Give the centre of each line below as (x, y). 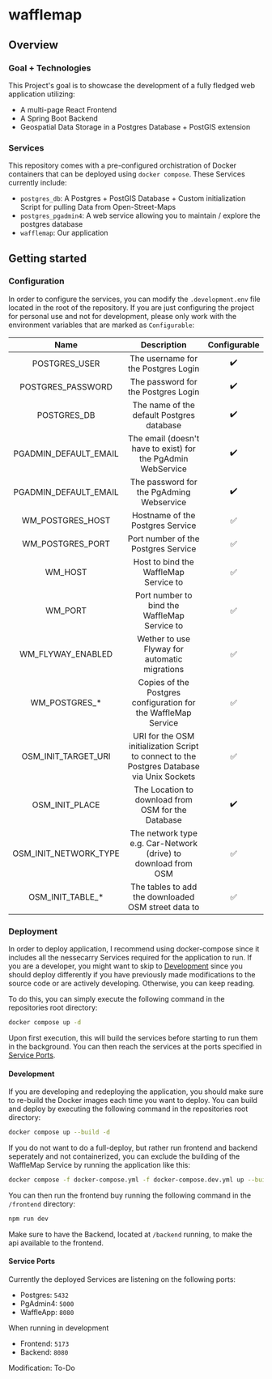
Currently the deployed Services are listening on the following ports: (122, 1279)
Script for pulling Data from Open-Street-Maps (98, 207)
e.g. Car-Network (164, 843)
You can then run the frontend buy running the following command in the (130, 1195)
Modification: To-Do (42, 1368)
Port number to (164, 595)
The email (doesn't (164, 438)
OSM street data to (164, 907)
